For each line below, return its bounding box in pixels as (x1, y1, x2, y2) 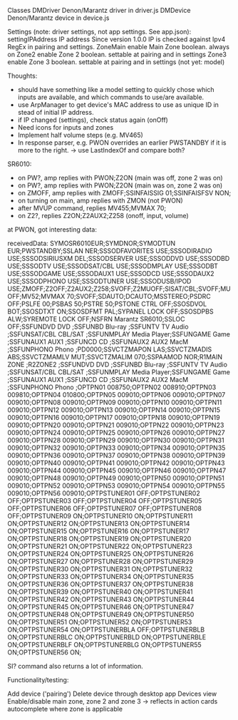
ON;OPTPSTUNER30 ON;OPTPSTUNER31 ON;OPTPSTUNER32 (7, 565, 193, 573)
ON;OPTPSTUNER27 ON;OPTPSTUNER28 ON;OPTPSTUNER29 (7, 557, 194, 565)
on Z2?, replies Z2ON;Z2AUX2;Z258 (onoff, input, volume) (17, 212, 189, 220)
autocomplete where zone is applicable (7, 705, 123, 713)
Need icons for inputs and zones (17, 123, 114, 131)
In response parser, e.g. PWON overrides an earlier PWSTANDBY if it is (17, 138, 227, 147)
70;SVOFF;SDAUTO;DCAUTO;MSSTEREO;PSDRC (66, 292, 212, 300)
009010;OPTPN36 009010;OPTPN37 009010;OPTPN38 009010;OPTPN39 (7, 451, 226, 459)
